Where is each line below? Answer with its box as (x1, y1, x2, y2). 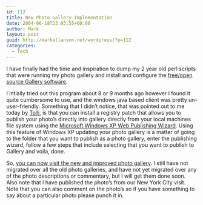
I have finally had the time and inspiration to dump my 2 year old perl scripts (6, 65, 196, 72)
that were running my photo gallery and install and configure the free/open (6, 71, 193, 79)
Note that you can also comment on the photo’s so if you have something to (6, 185, 195, 192)
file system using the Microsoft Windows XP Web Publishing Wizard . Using (6, 122, 193, 129)
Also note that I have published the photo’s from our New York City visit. (6, 178, 186, 186)
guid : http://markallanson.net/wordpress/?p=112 (6, 37, 131, 43)
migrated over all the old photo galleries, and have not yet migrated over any (6, 166, 197, 173)
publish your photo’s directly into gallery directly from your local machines (6, 115, 191, 123)
